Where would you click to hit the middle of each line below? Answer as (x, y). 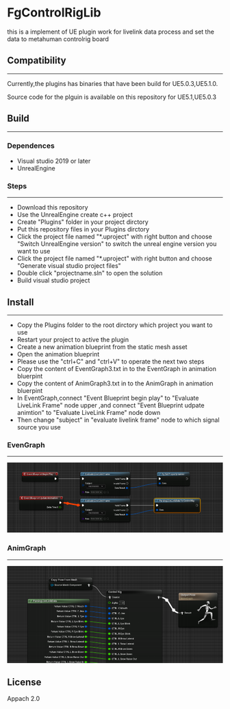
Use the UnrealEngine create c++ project (75, 215)
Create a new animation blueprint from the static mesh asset (102, 347)
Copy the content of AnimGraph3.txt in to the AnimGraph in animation (115, 383)
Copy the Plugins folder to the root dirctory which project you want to (115, 325)
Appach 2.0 (24, 699)
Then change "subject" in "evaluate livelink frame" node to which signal (118, 420)
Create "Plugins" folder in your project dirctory (82, 222)
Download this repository (52, 207)
